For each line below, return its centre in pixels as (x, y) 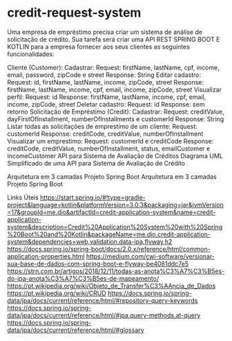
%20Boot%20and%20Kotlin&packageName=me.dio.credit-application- (109, 234)
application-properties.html (46, 256)
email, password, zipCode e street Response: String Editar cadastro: (104, 75)
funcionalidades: (31, 54)
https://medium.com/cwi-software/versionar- (151, 256)
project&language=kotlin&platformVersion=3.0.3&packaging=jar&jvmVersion (116, 204)
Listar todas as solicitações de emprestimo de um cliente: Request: (103, 126)
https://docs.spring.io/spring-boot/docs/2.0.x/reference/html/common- (109, 249)
